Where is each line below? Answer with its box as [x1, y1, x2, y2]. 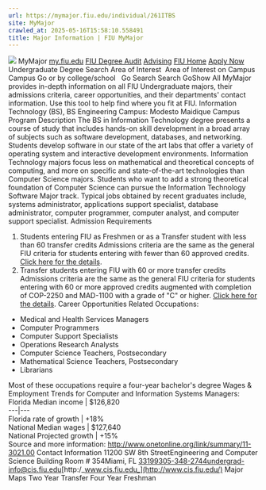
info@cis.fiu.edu [8, 465, 62, 474]
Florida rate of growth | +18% [8, 414, 105, 424]
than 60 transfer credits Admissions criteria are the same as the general [19, 240, 256, 250]
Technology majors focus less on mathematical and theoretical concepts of [8, 158, 255, 167]
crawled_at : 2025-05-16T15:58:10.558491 [8, 26, 145, 34]
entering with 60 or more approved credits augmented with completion [19, 282, 252, 292]
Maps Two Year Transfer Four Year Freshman [8, 473, 156, 483]
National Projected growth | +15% [8, 431, 118, 441]
